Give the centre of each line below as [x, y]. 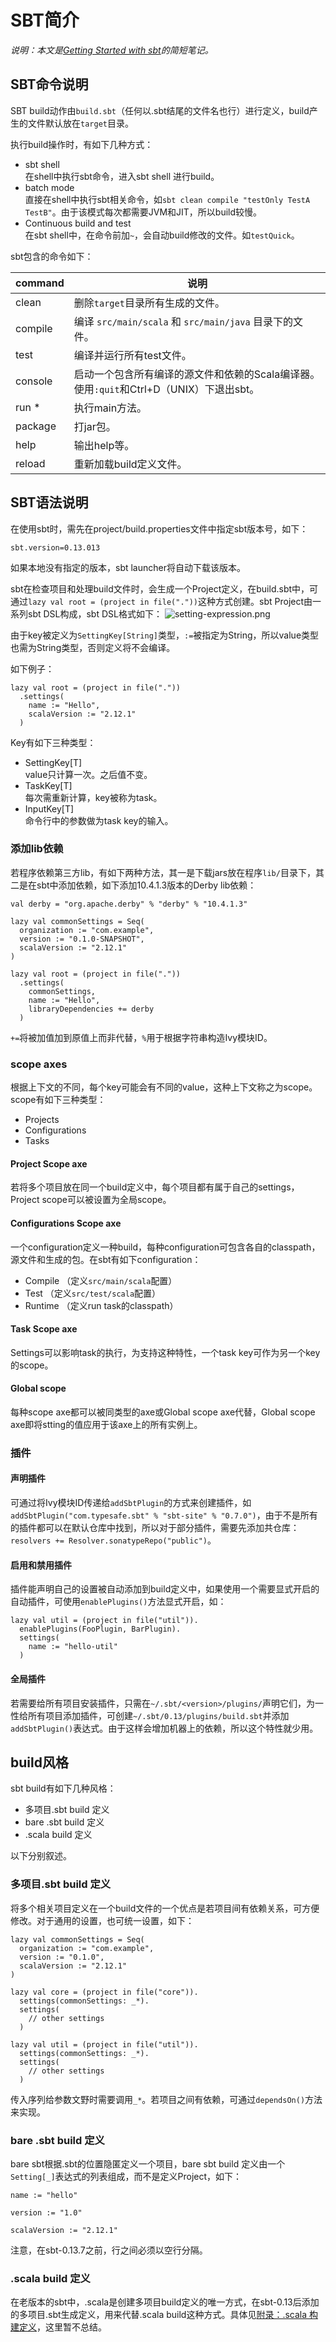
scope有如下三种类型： [58, 1100]
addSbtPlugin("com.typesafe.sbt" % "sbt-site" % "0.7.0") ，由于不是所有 [164, 1515]
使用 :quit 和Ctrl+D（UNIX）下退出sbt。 [166, 389]
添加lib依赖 [37, 849]
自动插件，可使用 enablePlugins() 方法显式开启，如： [118, 1602]
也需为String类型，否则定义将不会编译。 [93, 647]
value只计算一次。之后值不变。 [88, 774]
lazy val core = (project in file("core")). [104, 1992]
